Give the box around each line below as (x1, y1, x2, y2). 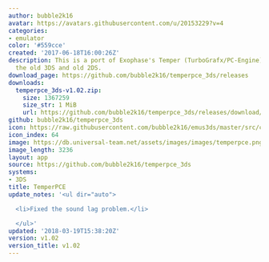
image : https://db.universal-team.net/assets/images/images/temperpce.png (8, 138, 263, 147)
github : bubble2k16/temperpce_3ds (8, 116, 124, 124)
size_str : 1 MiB (22, 101, 78, 109)
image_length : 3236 (8, 146, 74, 154)
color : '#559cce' (8, 42, 66, 50)
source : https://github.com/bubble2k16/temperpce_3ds (8, 161, 192, 169)
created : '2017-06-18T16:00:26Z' (8, 49, 120, 57)
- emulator (8, 34, 45, 42)
